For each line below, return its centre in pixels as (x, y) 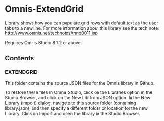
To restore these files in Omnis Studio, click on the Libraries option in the (79, 92)
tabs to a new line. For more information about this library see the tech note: (82, 28)
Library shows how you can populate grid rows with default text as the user (82, 23)
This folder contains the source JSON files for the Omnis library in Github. (80, 83)
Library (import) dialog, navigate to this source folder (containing (71, 103)
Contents (20, 58)
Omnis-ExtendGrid (44, 9)
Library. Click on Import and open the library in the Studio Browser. (73, 113)
